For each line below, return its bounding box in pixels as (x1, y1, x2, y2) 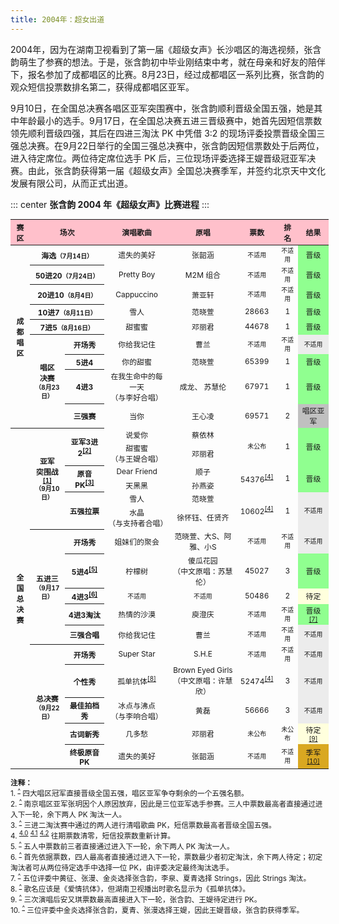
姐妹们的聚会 (114, 536, 160, 547)
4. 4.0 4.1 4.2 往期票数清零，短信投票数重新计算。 (10, 829, 175, 841)
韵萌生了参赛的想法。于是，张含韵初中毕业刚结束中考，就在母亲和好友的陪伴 (10, 56, 326, 68)
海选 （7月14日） (41, 250, 93, 261)
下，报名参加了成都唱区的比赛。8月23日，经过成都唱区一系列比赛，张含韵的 (10, 68, 325, 80)
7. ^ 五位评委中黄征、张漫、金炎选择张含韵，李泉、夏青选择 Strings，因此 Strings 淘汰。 (10, 871, 312, 883)
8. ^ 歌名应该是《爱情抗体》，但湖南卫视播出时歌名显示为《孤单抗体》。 (10, 882, 250, 894)
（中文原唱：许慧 (173, 675, 233, 686)
